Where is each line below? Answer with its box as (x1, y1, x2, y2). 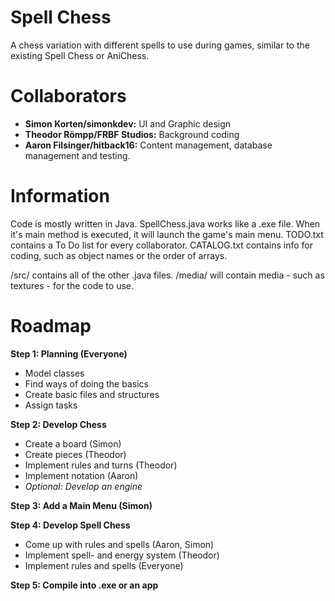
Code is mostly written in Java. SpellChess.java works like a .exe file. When (10, 217, 321, 230)
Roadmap (10, 315, 92, 337)
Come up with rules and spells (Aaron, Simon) (24, 538, 215, 550)
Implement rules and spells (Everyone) (24, 559, 184, 571)
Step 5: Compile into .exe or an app (10, 579, 159, 591)
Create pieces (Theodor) (24, 448, 127, 460)
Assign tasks (24, 399, 78, 411)
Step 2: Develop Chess (10, 418, 107, 430)
